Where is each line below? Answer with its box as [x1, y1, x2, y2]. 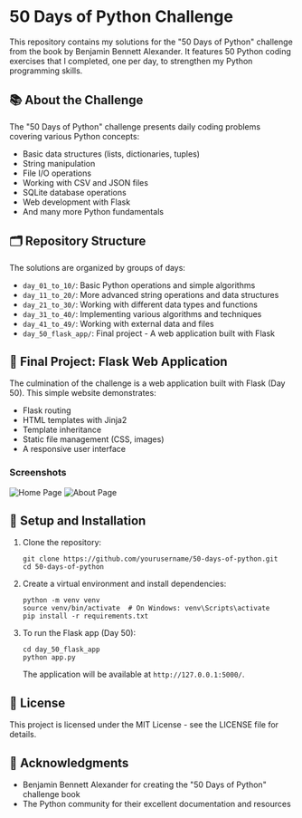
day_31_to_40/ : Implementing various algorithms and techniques [22, 308, 262, 319]
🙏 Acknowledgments [9, 755, 129, 771]
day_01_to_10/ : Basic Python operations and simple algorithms [22, 279, 256, 291]
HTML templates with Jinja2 [22, 415, 127, 426]
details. [9, 729, 37, 740]
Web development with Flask [22, 197, 131, 207]
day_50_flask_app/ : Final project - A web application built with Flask [22, 328, 276, 339]
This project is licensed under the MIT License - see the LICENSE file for [9, 719, 278, 730]
